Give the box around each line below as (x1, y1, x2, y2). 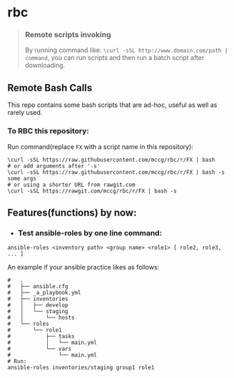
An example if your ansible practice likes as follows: (7, 263, 160, 272)
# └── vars (7, 345, 72, 353)
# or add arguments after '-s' (7, 162, 101, 170)
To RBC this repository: (7, 126, 89, 136)
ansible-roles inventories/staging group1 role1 (7, 364, 155, 372)
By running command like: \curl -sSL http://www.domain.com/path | (24, 46, 228, 54)
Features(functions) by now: (7, 206, 137, 218)
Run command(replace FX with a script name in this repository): (7, 142, 194, 150)
